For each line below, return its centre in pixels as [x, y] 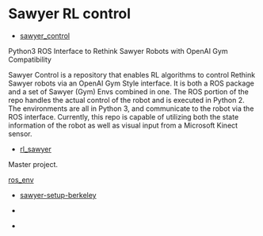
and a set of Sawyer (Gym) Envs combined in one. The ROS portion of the [129, 91]
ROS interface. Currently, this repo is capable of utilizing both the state [124, 116]
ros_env [21, 180]
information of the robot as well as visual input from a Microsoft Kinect [123, 125]
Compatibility [30, 59]
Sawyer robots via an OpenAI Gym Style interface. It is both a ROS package [131, 83]
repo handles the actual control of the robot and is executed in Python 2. [126, 100]
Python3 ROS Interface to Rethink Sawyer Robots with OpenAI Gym [118, 51]
